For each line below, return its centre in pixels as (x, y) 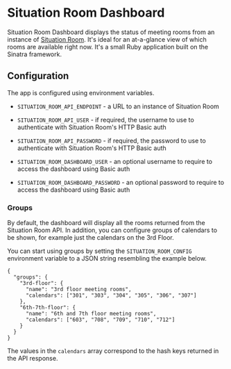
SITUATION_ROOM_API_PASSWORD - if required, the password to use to (111, 140)
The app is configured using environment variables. (81, 92)
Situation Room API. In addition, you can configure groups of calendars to (112, 230)
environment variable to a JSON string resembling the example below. (107, 259)
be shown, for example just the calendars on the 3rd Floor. (91, 238)
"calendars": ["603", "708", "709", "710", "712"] (100, 320)
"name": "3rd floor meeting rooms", (78, 290)
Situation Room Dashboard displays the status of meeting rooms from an (111, 32)
